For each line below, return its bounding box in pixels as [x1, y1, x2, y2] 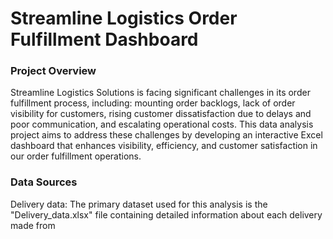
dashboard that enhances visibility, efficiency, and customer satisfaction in [10, 140, 318, 152]
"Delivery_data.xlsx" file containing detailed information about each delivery [10, 208, 323, 221]
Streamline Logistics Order [10, 7, 238, 30]
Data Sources [10, 175, 78, 189]
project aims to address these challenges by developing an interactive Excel [10, 129, 323, 141]
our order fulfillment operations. [10, 150, 142, 162]
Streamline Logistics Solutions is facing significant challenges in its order [10, 87, 311, 99]
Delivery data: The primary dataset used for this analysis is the [10, 198, 268, 210]
